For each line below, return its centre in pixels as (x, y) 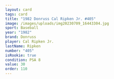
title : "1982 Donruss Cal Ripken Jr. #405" (51, 19)
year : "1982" (19, 32)
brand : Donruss (21, 37)
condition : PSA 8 (23, 60)
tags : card (16, 14)
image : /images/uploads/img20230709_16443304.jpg (57, 23)
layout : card (19, 10)
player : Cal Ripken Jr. (30, 42)
